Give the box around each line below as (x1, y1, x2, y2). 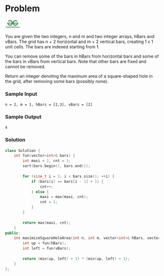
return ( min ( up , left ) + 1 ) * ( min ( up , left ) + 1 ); (22, 256, 130, 261)
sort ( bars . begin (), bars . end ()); (22, 164, 91, 169)
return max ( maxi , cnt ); (22, 220, 71, 225)
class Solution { (5, 148, 41, 153)
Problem (5, 3, 40, 14)
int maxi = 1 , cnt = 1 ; (22, 158, 71, 164)
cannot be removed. (5, 64, 46, 69)
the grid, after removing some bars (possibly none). (5, 78, 109, 84)
